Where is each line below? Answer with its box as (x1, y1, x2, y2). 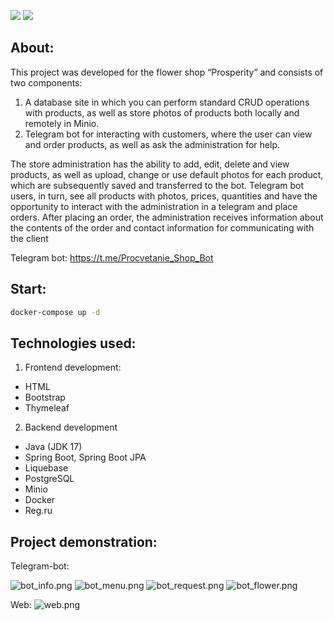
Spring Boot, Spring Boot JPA (24, 451, 147, 464)
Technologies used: (10, 335, 137, 352)
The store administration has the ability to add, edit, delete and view (10, 158, 290, 170)
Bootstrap (24, 391, 66, 404)
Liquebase (24, 462, 69, 474)
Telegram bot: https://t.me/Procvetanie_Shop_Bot (10, 251, 214, 264)
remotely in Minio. (24, 117, 100, 129)
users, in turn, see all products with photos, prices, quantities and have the (10, 190, 318, 202)
